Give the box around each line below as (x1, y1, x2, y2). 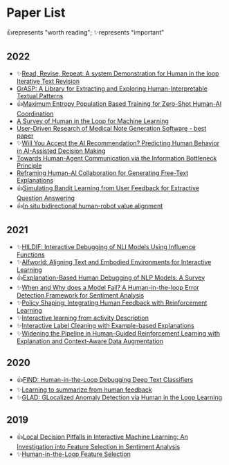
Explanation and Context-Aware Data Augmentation (16, 337, 164, 345)
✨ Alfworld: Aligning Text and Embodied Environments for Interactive (16, 257, 212, 266)
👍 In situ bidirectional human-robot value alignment (16, 201, 163, 210)
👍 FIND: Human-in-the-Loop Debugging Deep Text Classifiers (16, 376, 194, 384)
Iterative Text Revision (16, 77, 80, 85)
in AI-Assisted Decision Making (16, 147, 106, 155)
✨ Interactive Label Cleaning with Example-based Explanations (16, 321, 194, 329)
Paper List (6, 5, 66, 21)
